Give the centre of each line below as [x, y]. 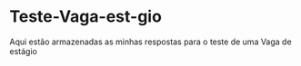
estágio [24, 51]
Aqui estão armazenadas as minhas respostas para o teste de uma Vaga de [151, 42]
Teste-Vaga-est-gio [85, 17]
